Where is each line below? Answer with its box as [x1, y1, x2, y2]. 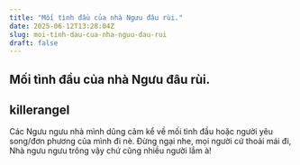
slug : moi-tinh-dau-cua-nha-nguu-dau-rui [9, 30, 168, 39]
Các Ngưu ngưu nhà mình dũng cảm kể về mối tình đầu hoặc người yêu [9, 126, 273, 137]
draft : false [9, 38, 59, 48]
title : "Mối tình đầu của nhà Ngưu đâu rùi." [9, 13, 183, 23]
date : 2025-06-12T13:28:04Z [9, 22, 115, 31]
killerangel [9, 103, 70, 118]
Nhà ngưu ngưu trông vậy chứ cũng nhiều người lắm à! [9, 145, 212, 156]
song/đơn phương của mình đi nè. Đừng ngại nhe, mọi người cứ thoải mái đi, [9, 136, 292, 147]
